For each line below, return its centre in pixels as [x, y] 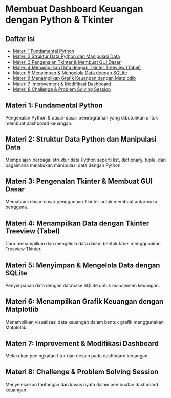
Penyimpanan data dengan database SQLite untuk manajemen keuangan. [83, 286]
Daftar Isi [20, 39]
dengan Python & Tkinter [59, 20]
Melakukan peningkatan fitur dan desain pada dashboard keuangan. [77, 356]
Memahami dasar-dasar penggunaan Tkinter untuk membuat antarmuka [81, 202]
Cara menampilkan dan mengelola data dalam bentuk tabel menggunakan [83, 244]
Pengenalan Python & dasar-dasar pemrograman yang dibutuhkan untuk [82, 117]
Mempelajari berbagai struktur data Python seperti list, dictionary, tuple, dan [86, 160]
